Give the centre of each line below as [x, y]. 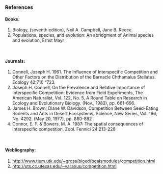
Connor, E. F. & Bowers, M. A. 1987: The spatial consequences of [78, 124]
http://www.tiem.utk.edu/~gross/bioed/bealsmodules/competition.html [84, 161]
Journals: [15, 61]
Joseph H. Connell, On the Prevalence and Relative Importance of [79, 88]
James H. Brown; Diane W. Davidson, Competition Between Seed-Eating [85, 108]
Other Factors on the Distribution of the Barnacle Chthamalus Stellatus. [84, 77]
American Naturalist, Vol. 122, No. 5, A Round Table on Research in [80, 98]
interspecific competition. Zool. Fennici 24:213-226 [64, 129]
